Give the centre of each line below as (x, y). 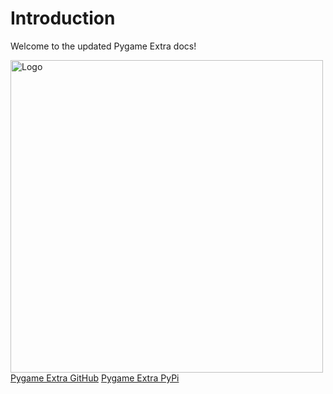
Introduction (63, 18)
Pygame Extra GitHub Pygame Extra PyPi (95, 378)
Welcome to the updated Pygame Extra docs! (103, 46)
